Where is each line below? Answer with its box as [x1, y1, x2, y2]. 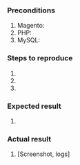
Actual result [7, 134, 52, 144]
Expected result [7, 101, 61, 111]
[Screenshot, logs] [17, 150, 70, 158]
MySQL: [17, 36, 41, 44]
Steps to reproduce [7, 53, 73, 63]
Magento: [17, 21, 45, 30]
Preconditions [7, 6, 56, 15]
